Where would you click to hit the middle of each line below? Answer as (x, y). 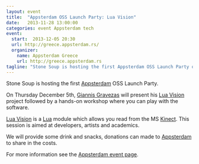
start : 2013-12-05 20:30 (44, 39)
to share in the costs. (32, 143)
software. (18, 108)
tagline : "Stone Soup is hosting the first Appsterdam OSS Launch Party (98, 67)
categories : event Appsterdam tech (50, 28)
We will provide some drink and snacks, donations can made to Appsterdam (99, 137)
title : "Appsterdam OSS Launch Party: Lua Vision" (71, 17)
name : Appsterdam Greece (47, 56)
